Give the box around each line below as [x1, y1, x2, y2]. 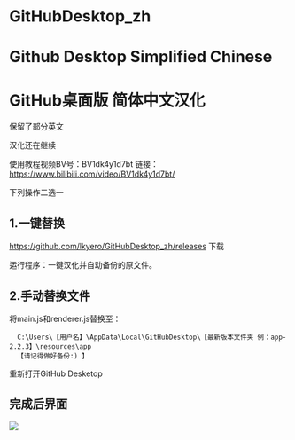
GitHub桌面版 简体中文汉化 [9, 90, 206, 110]
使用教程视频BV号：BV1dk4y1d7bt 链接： [9, 159, 159, 169]
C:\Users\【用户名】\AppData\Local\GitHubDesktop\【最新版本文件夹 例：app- [17, 333, 287, 342]
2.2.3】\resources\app [9, 342, 91, 351]
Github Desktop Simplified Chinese [9, 47, 273, 67]
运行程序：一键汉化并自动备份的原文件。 [9, 260, 157, 271]
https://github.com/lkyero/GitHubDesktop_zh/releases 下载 [9, 241, 224, 252]
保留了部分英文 [9, 122, 64, 132]
